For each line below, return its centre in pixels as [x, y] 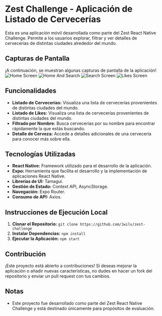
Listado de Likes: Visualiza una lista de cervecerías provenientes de [81, 113]
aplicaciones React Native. [39, 176]
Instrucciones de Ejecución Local [56, 212]
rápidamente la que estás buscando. [49, 128]
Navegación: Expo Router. [39, 192]
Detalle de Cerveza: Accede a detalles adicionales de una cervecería [82, 134]
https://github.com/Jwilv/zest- [113, 225]
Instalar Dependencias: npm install [49, 234]
